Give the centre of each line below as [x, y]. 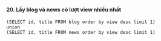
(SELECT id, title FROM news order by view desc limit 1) [81, 33]
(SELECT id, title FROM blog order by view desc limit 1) [81, 22]
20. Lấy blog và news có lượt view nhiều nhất [64, 10]
